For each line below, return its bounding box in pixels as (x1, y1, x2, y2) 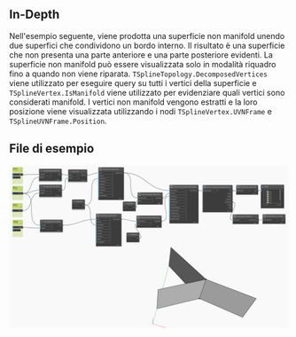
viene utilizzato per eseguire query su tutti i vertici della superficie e (9, 77, 257, 88)
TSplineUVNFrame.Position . (9, 115, 107, 126)
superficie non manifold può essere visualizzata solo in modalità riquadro (9, 59, 277, 69)
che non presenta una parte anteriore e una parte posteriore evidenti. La (9, 49, 273, 60)
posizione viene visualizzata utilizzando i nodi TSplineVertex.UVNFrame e (9, 106, 272, 116)
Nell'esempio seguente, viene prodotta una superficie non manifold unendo (9, 30, 285, 41)
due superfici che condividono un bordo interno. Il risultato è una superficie (9, 40, 285, 51)
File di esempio (9, 141, 95, 156)
